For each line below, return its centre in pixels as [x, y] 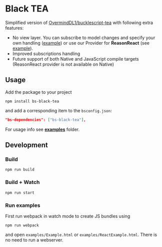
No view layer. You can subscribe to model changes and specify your [84, 38]
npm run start [20, 193]
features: [14, 28]
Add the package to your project [38, 92]
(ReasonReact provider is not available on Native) [63, 64]
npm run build [20, 170]
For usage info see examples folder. [42, 129]
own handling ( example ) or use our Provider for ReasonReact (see [81, 43]
